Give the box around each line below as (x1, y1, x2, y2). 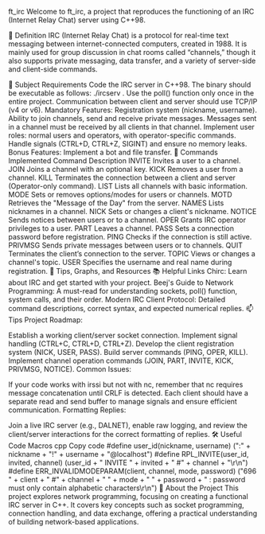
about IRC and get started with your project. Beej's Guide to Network (8, 278, 234, 287)
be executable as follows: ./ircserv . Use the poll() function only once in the (8, 88, 255, 98)
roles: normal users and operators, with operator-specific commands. (8, 131, 236, 140)
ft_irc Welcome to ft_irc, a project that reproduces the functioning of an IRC (8, 7, 255, 16)
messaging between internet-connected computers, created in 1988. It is (8, 39, 247, 49)
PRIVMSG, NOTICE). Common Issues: (8, 364, 131, 373)
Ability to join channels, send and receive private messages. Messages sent (8, 114, 257, 123)
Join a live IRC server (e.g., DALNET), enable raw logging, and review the (8, 421, 248, 430)
